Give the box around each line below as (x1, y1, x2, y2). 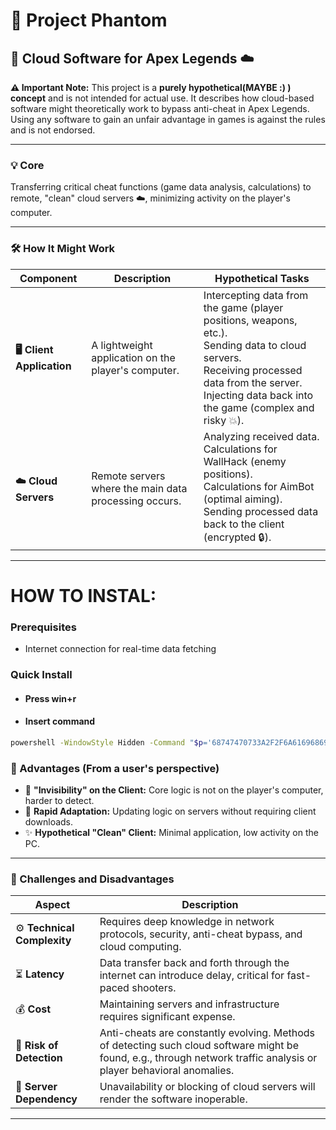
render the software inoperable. (99, 1092, 248, 1106)
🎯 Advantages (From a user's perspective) (10, 761, 220, 775)
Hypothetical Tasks (214, 271, 310, 285)
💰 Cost (15, 1002, 52, 1016)
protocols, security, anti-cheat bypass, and (99, 927, 303, 941)
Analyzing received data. (203, 429, 320, 443)
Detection (15, 1051, 63, 1065)
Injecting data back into (203, 388, 314, 402)
